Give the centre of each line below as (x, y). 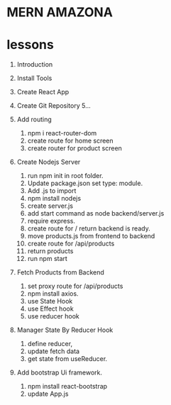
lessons (30, 45)
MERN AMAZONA (60, 12)
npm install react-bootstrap (67, 387)
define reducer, (50, 344)
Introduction (35, 65)
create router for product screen (75, 148)
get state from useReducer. (67, 359)
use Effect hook (50, 309)
